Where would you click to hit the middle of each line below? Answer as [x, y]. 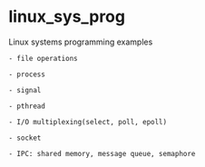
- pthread [27, 106]
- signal [25, 90]
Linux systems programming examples [81, 42]
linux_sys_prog [67, 17]
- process [27, 74]
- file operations [43, 58]
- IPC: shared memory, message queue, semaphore [102, 153]
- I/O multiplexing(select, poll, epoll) [88, 122]
